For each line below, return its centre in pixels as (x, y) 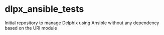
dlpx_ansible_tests (44, 9)
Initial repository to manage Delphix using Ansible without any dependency (82, 23)
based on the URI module (31, 28)
